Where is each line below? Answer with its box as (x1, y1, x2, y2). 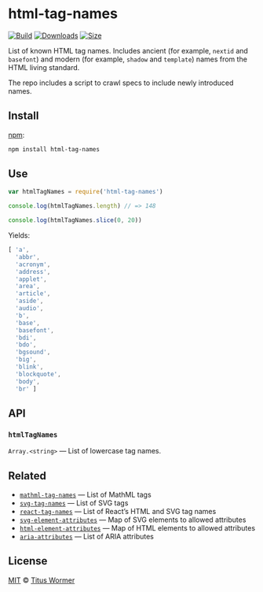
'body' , (15, 377, 41, 386)
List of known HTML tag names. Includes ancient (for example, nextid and (8, 46, 249, 55)
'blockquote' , (15, 370, 61, 378)
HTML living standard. (8, 62, 80, 72)
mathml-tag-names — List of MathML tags (19, 490, 152, 500)
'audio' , (15, 305, 44, 313)
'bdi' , (15, 334, 37, 342)
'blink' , (15, 363, 44, 371)
